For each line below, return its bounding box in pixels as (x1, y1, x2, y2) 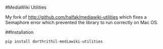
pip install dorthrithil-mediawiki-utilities (5, 39, 103, 44)
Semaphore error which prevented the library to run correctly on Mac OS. (5, 20, 158, 25)
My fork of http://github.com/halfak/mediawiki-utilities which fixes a (5, 14, 147, 20)
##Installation (5, 29, 34, 35)
